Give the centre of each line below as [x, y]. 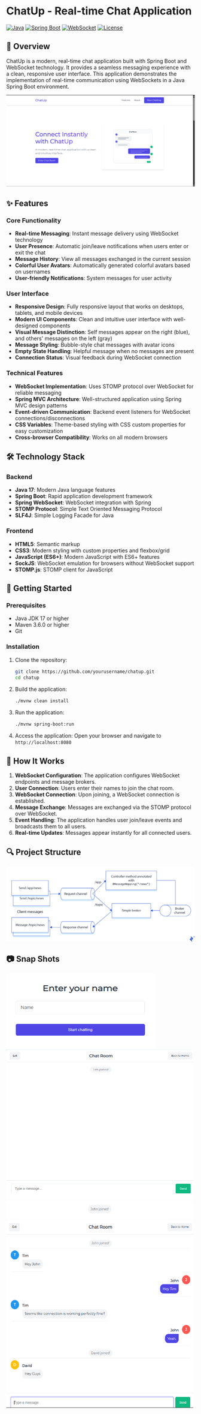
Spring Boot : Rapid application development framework [83, 497]
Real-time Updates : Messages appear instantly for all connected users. [103, 832]
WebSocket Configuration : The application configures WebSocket [97, 775]
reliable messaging [38, 392]
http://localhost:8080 [43, 743]
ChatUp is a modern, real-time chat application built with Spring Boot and [97, 61]
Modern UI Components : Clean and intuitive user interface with [93, 320]
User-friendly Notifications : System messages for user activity [93, 278]
